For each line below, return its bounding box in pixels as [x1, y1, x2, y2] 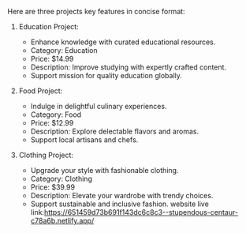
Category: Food [30, 110, 82, 119]
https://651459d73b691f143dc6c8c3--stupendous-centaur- [43, 208, 238, 216]
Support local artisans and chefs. [30, 135, 139, 145]
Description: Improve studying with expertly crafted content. [30, 62, 226, 72]
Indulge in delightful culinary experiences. [30, 102, 167, 111]
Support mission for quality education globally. [30, 71, 183, 80]
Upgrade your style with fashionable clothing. [30, 166, 179, 175]
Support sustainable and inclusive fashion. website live [30, 199, 210, 209]
